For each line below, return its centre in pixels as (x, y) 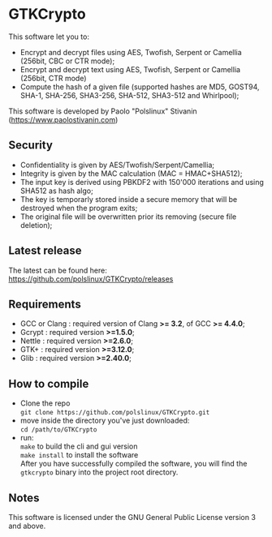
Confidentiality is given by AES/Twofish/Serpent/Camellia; (117, 165)
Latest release (45, 251)
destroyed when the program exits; (79, 208)
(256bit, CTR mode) (53, 78)
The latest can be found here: (58, 270)
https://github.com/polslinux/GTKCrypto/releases (91, 279)
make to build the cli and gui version (79, 446)
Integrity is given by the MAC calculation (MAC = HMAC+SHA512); (131, 173)
